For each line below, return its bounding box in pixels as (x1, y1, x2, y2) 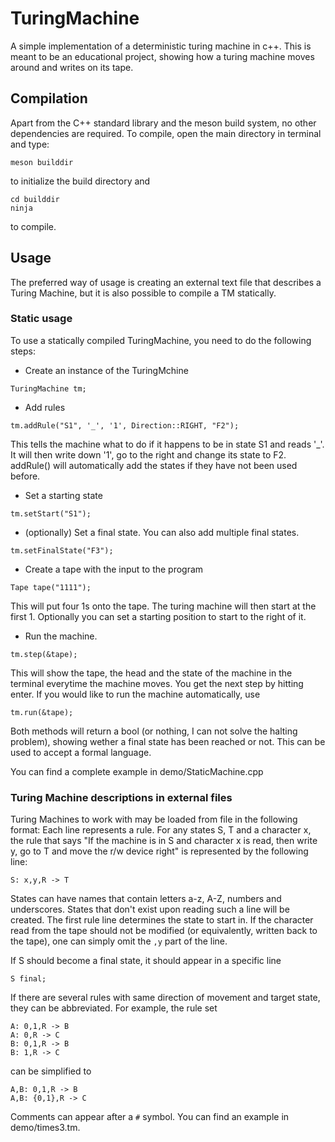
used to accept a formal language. (10, 746, 152, 758)
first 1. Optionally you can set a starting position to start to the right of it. (10, 610, 307, 622)
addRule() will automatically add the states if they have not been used (10, 459, 298, 471)
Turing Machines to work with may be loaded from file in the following (10, 813, 298, 826)
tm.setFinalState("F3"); (10, 545, 114, 556)
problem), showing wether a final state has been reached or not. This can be (10, 735, 326, 747)
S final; (10, 974, 47, 984)
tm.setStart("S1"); (10, 508, 92, 519)
